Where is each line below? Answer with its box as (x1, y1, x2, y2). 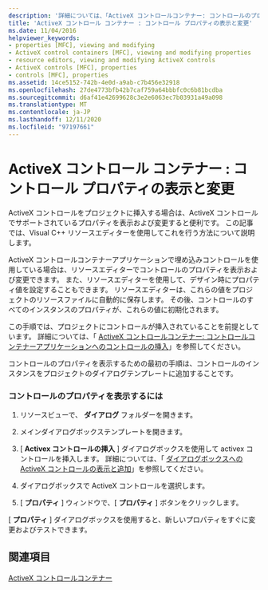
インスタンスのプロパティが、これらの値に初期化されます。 (29, 304, 223, 314)
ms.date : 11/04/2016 (8, 26, 77, 34)
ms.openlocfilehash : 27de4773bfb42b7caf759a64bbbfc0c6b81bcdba (8, 85, 223, 94)
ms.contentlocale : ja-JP (8, 109, 91, 117)
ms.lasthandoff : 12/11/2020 (8, 116, 102, 124)
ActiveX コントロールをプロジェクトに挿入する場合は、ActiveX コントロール (8, 208, 258, 217)
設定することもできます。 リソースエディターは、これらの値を (29, 284, 233, 294)
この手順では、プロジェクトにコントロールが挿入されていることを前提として (8, 321, 260, 331)
